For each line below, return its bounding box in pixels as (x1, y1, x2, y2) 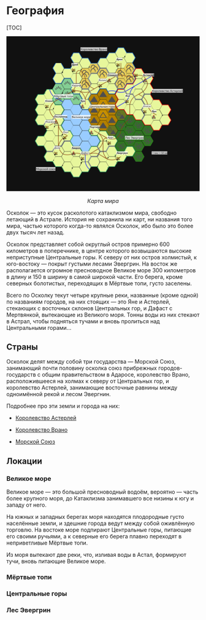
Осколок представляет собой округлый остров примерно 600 (6, 240, 170, 248)
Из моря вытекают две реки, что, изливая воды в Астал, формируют (6, 551, 187, 559)
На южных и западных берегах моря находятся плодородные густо (6, 513, 185, 521)
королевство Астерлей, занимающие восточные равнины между (6, 384, 178, 391)
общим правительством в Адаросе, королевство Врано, (42, 371, 190, 378)
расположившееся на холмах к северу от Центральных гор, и (6, 378, 170, 385)
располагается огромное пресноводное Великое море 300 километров (6, 266, 196, 274)
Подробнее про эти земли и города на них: (6, 402, 120, 410)
